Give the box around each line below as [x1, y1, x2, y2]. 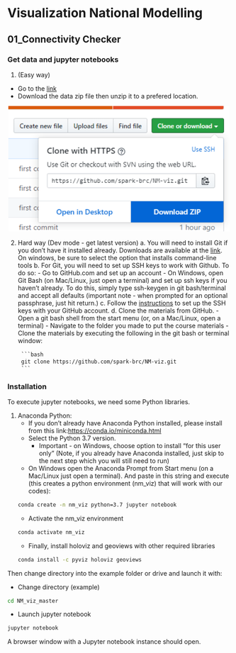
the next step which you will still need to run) [38, 456, 170, 465]
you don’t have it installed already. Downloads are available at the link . [17, 246, 223, 255]
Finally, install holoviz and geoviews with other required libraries [28, 541, 215, 550]
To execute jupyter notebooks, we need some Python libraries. [7, 397, 190, 406]
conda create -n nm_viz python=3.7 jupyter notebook [17, 501, 177, 508]
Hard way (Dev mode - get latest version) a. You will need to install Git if [17, 238, 228, 247]
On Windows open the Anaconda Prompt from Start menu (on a [28, 464, 214, 472]
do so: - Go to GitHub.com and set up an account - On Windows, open [17, 268, 224, 277]
